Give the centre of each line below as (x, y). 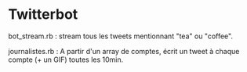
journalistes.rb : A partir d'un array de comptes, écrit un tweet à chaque (124, 51)
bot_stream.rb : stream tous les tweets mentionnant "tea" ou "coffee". (121, 36)
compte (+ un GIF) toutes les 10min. (66, 59)
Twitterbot (43, 14)
